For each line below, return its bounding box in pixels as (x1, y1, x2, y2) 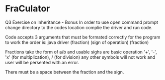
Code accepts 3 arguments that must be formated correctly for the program (5, 34, 161, 40)
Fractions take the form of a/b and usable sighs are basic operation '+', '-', (5, 49, 158, 55)
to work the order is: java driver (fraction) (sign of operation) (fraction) (5, 39, 149, 45)
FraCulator (5, 3, 50, 14)
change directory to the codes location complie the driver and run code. (5, 24, 153, 30)
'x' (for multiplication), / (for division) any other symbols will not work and (5, 54, 156, 60)
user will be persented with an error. (5, 59, 80, 65)
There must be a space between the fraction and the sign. (5, 69, 124, 75)
